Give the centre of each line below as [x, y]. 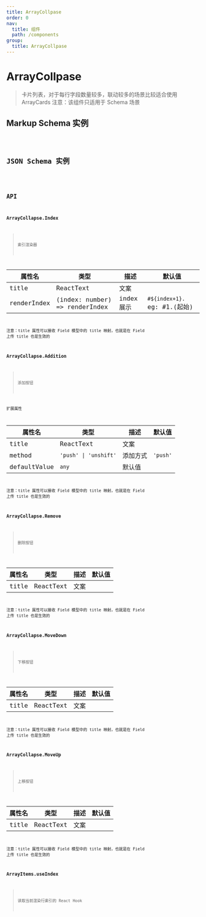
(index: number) [84, 300]
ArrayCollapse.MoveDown [36, 636]
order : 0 [17, 18]
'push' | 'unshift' [88, 455]
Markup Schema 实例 [48, 123]
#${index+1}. [166, 299]
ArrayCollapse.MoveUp [34, 755]
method [21, 455]
